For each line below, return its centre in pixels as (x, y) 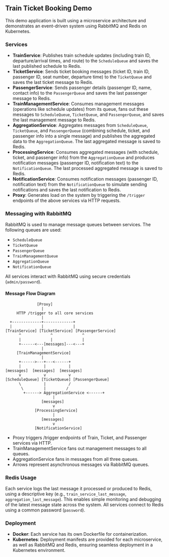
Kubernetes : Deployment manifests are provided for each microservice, (88, 540)
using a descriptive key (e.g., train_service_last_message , (66, 494)
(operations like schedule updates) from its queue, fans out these (80, 109)
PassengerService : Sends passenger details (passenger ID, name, (82, 88)
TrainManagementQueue (35, 256)
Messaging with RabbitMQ (38, 213)
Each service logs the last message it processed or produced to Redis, (79, 488)
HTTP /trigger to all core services (55, 313)
